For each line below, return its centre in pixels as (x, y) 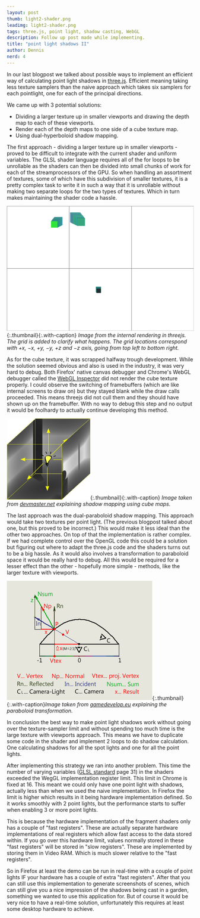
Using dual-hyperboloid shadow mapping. (67, 135)
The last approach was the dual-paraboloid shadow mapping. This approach (100, 516)
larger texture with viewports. (43, 573)
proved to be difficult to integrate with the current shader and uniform (92, 153)
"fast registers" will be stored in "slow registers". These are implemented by (99, 847)
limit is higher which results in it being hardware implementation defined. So (99, 797)
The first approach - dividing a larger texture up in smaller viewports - (92, 147)
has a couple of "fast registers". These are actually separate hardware (93, 828)
